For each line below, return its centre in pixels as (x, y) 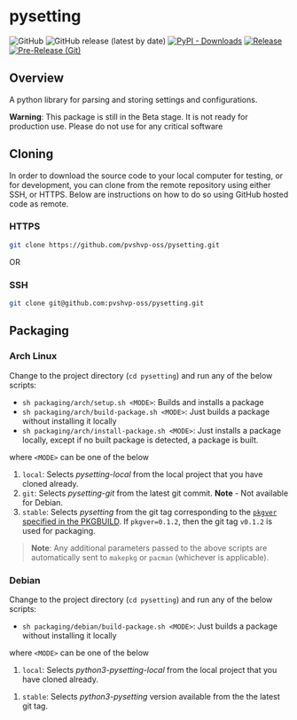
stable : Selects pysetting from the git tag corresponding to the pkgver (149, 512)
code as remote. (39, 203)
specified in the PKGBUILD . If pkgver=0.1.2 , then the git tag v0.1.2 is (147, 521)
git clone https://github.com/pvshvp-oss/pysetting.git (114, 245)
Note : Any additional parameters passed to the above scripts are (149, 548)
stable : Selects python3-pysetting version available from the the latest (151, 696)
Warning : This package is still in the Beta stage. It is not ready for (129, 116)
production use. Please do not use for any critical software (116, 126)
